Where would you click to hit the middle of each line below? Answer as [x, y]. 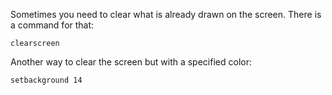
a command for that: [52, 25]
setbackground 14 [46, 80]
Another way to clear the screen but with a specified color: [131, 62]
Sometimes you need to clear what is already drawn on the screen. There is [166, 14]
